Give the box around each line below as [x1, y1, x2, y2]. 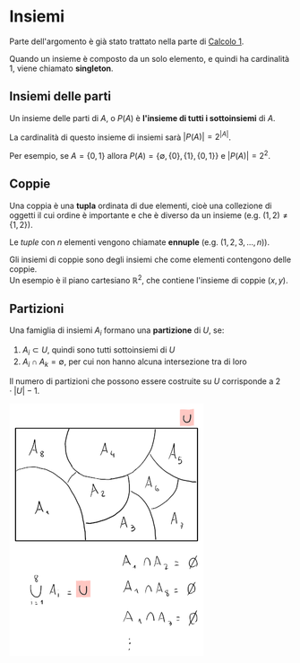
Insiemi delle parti [9, 89, 112, 104]
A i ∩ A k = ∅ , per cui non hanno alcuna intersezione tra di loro [21, 356, 248, 369]
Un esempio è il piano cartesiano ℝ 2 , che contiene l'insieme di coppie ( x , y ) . [9, 273, 288, 285]
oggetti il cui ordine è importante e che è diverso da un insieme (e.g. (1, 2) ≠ [9, 209, 288, 221]
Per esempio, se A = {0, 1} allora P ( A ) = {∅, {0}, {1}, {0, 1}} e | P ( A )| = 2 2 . [9, 149, 271, 161]
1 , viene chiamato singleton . [9, 63, 114, 74]
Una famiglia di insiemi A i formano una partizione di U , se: [9, 325, 225, 338]
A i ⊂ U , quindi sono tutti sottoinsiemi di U [21, 345, 176, 357]
